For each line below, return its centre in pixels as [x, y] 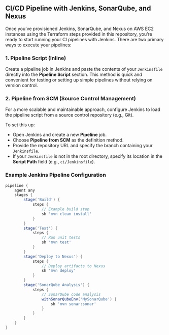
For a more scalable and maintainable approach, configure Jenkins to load [83, 109]
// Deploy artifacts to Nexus [73, 266]
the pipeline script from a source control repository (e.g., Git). [70, 115]
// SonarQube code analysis [71, 294]
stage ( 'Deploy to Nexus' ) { [53, 257]
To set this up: [20, 125]
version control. [22, 86]
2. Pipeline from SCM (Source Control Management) [71, 99]
